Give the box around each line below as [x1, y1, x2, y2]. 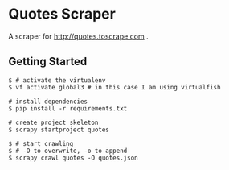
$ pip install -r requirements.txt [8, 104, 128, 113]
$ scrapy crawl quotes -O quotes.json [8, 154, 138, 162]
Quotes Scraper [8, 5, 117, 23]
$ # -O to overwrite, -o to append [8, 147, 128, 155]
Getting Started [8, 55, 88, 68]
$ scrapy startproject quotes [8, 126, 110, 134]
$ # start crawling [8, 139, 74, 147]
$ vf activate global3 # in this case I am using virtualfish [8, 83, 221, 91]
